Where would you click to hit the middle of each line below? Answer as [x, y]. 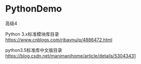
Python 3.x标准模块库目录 [32, 34]
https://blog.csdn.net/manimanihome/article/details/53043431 [70, 55]
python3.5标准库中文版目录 [34, 50]
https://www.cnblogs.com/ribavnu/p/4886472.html [59, 40]
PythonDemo [34, 9]
